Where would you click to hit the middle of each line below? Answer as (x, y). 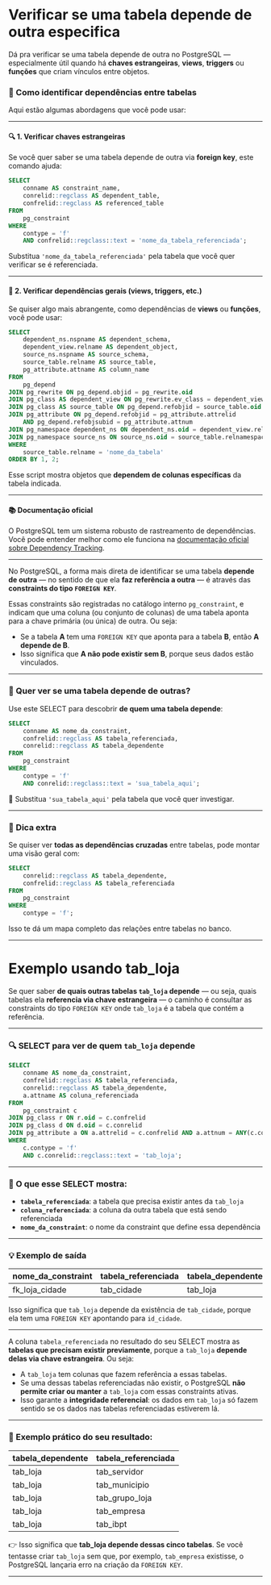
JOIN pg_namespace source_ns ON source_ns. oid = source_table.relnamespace (138, 437)
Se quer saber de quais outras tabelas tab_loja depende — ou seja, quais (132, 991)
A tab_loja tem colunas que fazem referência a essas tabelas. (123, 1374)
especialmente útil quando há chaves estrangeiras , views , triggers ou (126, 63)
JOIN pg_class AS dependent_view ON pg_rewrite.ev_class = (110, 400)
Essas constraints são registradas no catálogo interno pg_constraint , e (126, 604)
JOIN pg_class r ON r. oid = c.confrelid (77, 1118)
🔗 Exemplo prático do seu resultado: (81, 1437)
